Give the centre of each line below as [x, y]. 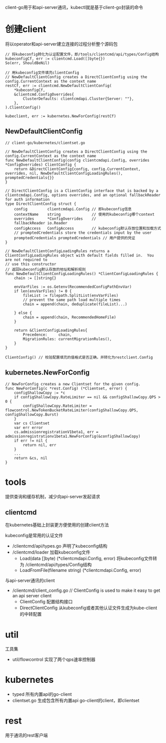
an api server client [32, 596]
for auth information [28, 199]
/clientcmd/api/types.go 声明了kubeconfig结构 [60, 546]
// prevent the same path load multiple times [72, 300]
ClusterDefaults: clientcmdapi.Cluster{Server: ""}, [79, 98]
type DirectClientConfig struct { [41, 204]
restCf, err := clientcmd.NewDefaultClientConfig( [58, 86]
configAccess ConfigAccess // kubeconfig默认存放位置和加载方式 [88, 228]
